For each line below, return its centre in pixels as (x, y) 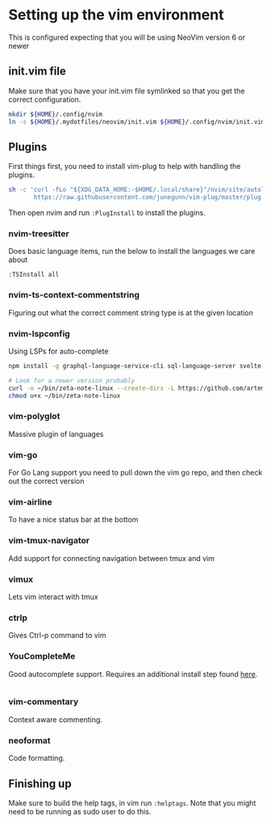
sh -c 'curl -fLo (38, 190)
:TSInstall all (34, 275)
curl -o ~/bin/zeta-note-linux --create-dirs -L (92, 388)
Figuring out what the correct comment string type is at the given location (131, 312)
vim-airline (30, 501)
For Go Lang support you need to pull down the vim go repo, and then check (135, 473)
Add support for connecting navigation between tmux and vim (112, 558)
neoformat (29, 740)
